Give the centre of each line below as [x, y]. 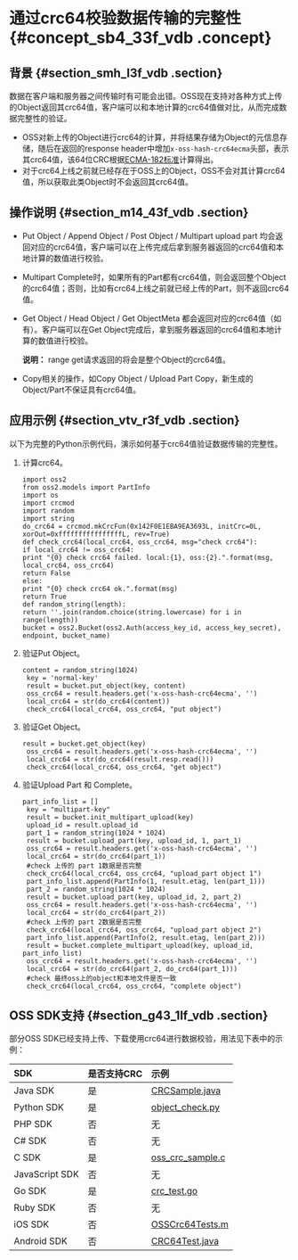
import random [48, 511]
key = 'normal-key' [62, 678]
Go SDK [30, 1191]
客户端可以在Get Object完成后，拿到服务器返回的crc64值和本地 [158, 329]
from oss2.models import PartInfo [86, 487]
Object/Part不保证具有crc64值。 [81, 390]
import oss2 [44, 479]
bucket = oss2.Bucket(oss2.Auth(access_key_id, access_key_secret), [152, 628]
